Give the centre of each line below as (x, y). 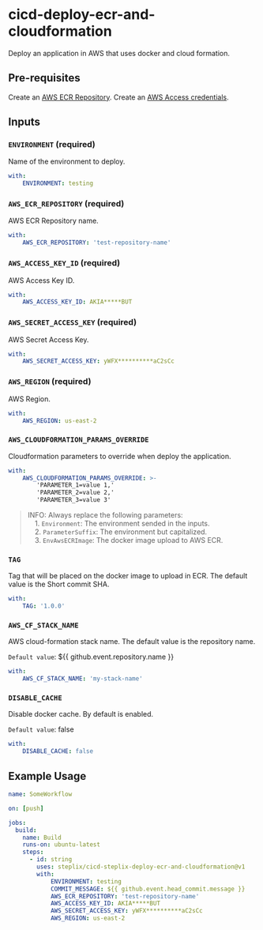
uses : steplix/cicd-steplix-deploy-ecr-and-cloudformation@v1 (141, 867)
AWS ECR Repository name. (53, 221)
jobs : (17, 823)
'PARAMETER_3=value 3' (74, 500)
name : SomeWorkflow (40, 794)
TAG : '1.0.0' (44, 606)
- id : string (51, 860)
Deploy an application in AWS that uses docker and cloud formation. (119, 53)
